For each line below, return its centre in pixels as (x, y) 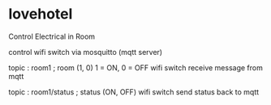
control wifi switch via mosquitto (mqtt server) (86, 52)
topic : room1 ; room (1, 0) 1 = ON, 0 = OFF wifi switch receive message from (136, 67)
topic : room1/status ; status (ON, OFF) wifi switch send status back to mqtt (134, 92)
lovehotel (41, 14)
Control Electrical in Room (52, 36)
